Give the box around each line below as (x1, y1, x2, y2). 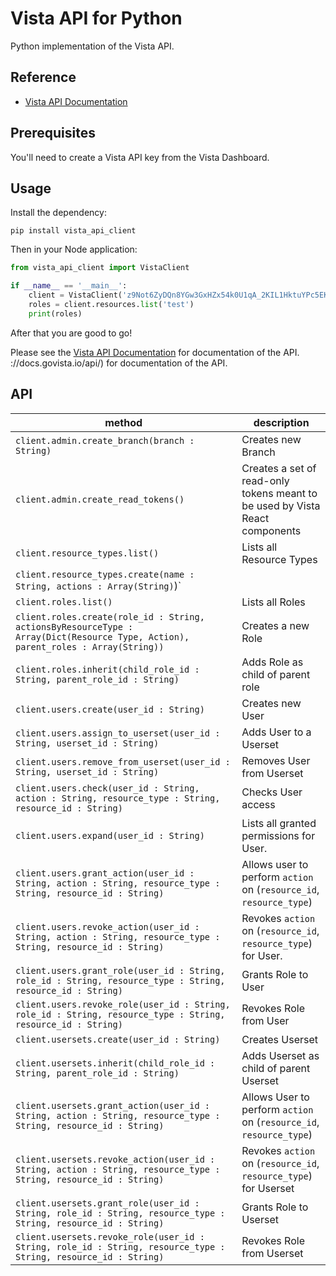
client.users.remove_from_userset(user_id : (15, 756, 231, 767)
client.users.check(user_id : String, (15, 782, 200, 794)
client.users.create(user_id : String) (15, 703, 205, 715)
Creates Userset (241, 1032, 319, 1046)
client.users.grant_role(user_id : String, (15, 965, 226, 976)
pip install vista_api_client (10, 226, 137, 236)
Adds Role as (241, 655, 304, 669)
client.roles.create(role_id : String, (15, 611, 205, 622)
